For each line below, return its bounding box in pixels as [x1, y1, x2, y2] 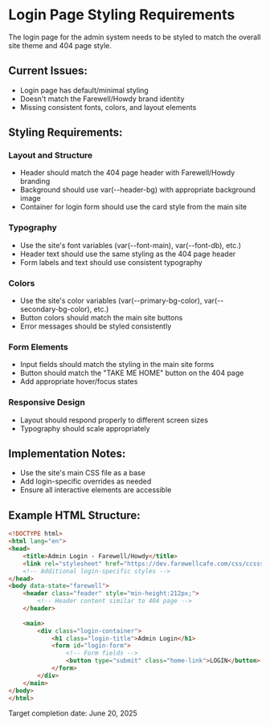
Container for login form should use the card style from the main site [19, 202, 247, 212]
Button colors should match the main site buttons [19, 313, 183, 323]
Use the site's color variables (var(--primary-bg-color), [19, 296, 202, 306]
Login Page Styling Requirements [8, 6, 235, 24]
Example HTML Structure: [8, 508, 141, 522]
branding [19, 177, 51, 186]
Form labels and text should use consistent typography [19, 257, 202, 267]
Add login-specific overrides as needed [19, 476, 152, 487]
